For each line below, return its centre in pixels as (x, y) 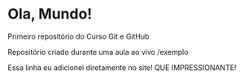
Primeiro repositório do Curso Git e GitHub (78, 36)
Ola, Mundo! (50, 14)
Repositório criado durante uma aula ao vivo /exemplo (98, 52)
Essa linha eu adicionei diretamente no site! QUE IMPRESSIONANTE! (122, 67)
